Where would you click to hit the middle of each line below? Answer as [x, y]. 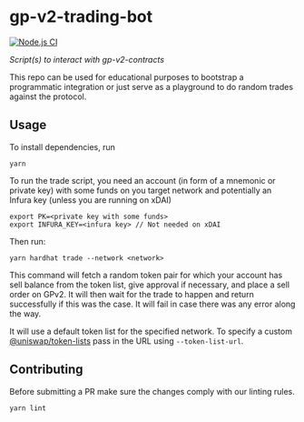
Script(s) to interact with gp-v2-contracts [87, 59]
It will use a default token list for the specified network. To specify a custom [151, 331]
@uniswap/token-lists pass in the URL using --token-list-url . [127, 341]
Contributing [46, 370]
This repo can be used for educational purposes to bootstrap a [127, 77]
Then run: [28, 241]
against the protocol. [48, 96]
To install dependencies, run [63, 146]
